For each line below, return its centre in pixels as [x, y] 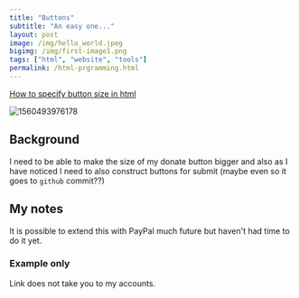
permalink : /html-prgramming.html [75, 69]
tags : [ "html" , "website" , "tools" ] [78, 60]
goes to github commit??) [57, 181]
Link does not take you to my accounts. [83, 283]
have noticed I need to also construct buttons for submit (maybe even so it [148, 171]
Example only [40, 264]
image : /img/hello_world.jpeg [66, 43]
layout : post [34, 34]
